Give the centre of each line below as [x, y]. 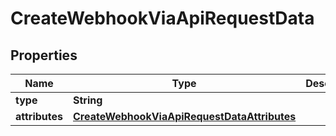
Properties [44, 55]
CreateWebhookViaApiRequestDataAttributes [185, 116]
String [88, 100]
